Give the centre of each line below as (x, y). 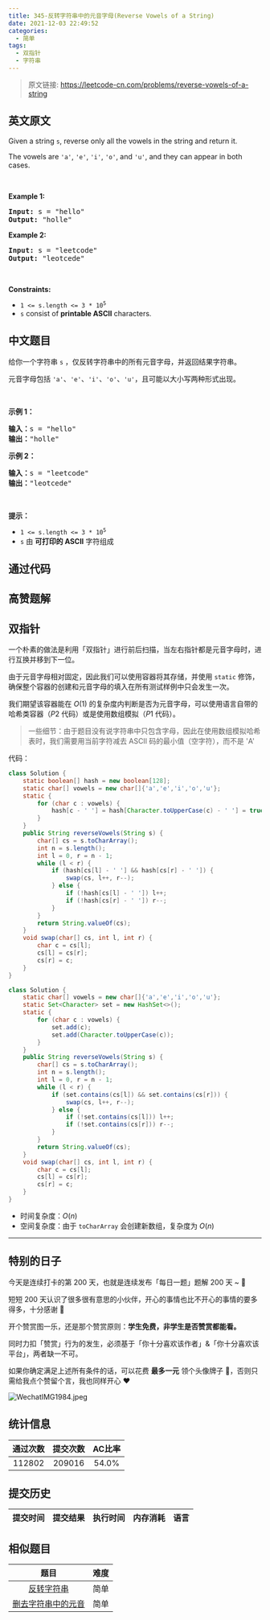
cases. (19, 165)
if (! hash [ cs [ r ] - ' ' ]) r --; (116, 901)
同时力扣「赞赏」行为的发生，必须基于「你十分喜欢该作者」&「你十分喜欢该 (134, 1343)
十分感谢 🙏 (47, 1309)
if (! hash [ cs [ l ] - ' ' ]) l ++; (116, 893)
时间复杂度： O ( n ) (49, 1215)
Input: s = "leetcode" (53, 250)
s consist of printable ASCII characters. (86, 313)
